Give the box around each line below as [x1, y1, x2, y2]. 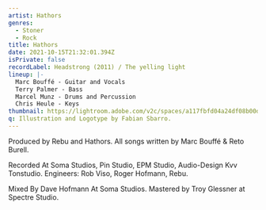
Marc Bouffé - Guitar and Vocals [15, 78, 126, 86]
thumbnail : [8, 108, 44, 116]
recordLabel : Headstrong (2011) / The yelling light [8, 63, 186, 71]
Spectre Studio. [8, 192, 59, 202]
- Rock [15, 33, 37, 42]
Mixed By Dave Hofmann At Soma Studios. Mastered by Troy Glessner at [8, 184, 245, 193]
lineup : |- [8, 71, 44, 78]
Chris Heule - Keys [15, 100, 80, 108]
